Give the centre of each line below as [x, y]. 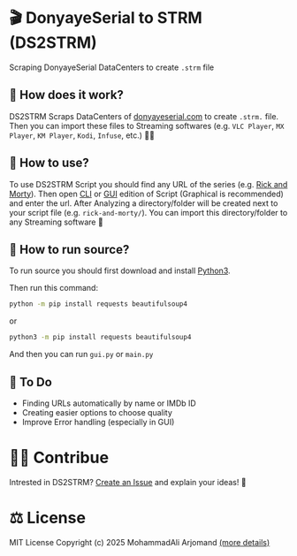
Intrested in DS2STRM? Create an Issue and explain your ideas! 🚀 [128, 482]
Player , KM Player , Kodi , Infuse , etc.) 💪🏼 [82, 135]
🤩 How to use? [49, 163]
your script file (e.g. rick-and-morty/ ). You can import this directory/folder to [148, 212]
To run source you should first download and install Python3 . [120, 270]
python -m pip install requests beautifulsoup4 [99, 304]
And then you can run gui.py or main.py [81, 354]
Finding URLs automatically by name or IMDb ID [109, 403]
